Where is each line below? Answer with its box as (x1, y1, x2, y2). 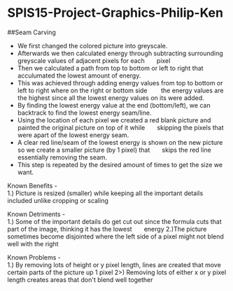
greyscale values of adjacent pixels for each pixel (17, 56, 171, 64)
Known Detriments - (7, 210, 66, 218)
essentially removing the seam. (17, 152, 108, 162)
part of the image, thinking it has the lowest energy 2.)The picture (7, 225, 207, 233)
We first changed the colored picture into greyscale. (17, 41, 168, 50)
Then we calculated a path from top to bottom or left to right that (17, 64, 204, 72)
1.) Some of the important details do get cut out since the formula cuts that (7, 217, 222, 225)
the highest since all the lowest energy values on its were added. (17, 93, 204, 102)
